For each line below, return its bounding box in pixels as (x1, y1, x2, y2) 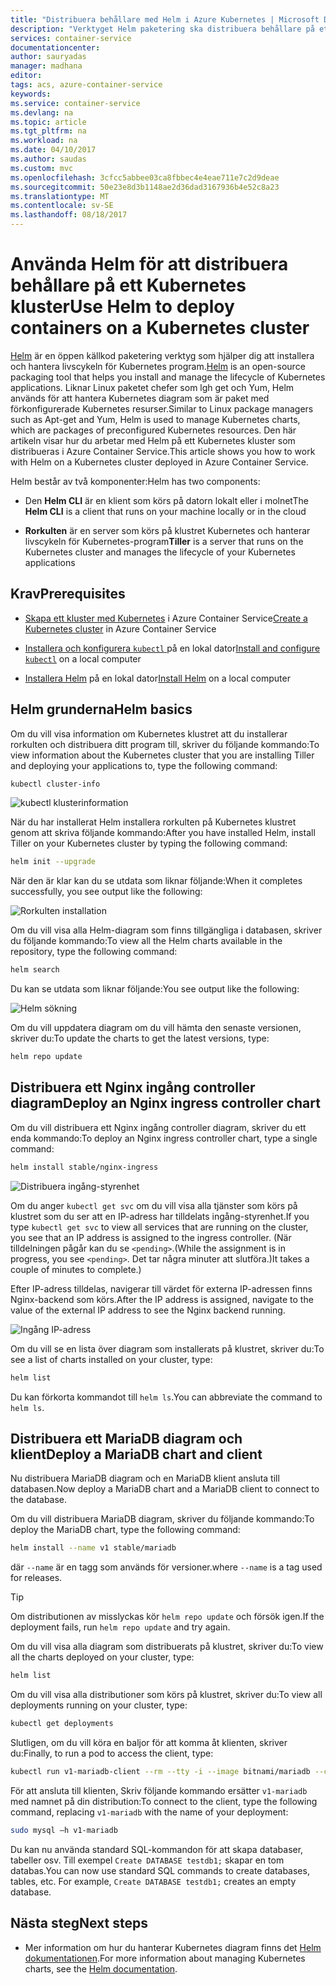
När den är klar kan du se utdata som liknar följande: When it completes (10, 875, 303, 887)
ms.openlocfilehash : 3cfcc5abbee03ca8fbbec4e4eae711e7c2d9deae (10, 172, 280, 183)
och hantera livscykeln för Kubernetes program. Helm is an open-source (10, 360, 306, 372)
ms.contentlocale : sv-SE (10, 201, 114, 211)
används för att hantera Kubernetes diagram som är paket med (10, 392, 270, 404)
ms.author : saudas (10, 154, 87, 164)
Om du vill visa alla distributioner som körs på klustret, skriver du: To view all (10, 1689, 323, 1701)
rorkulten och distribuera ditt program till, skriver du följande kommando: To (10, 738, 320, 750)
